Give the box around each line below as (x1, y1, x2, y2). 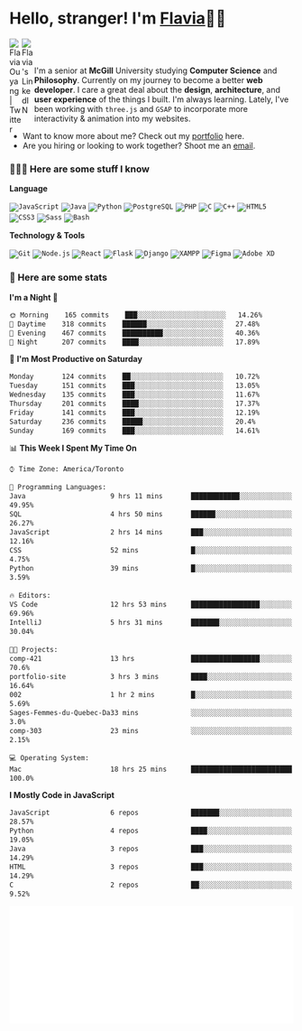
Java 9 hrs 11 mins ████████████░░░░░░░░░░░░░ (9, 491, 293, 500)
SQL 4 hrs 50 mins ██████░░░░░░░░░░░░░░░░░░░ (9, 509, 293, 518)
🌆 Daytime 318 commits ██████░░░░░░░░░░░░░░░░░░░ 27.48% (9, 320, 260, 329)
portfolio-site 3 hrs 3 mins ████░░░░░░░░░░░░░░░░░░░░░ (9, 672, 293, 681)
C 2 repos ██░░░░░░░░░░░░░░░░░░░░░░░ (9, 880, 293, 889)
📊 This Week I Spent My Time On (9, 442, 137, 453)
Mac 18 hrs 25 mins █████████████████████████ (9, 765, 293, 774)
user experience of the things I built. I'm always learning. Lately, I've (34, 94, 289, 105)
